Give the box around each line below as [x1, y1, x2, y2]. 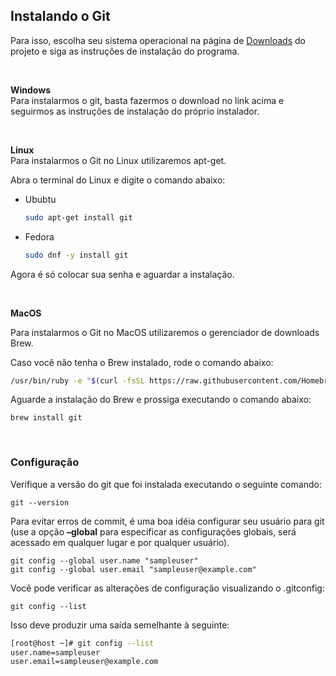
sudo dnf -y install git [24, 250, 129, 260]
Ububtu [24, 193, 57, 205]
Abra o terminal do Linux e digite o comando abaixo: [10, 174, 226, 186]
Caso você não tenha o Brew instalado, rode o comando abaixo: [10, 356, 274, 368]
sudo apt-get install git [24, 212, 133, 223]
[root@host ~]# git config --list [10, 638, 155, 648]
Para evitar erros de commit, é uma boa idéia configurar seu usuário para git [10, 515, 325, 527]
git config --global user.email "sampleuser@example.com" [10, 564, 257, 574]
